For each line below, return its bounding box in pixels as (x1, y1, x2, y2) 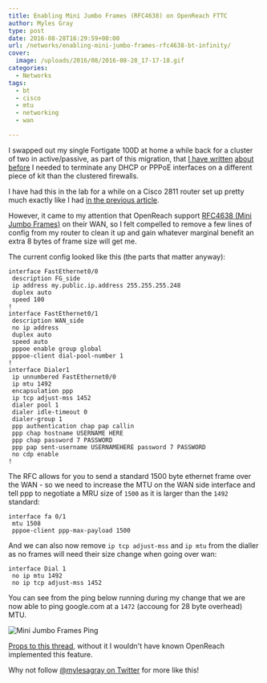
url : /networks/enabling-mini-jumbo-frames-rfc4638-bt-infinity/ (8, 42, 231, 50)
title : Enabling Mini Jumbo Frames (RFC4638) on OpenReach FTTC (8, 11, 228, 20)
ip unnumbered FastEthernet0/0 (11, 373, 116, 381)
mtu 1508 (11, 519, 42, 527)
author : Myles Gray (8, 19, 74, 27)
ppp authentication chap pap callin (11, 422, 135, 430)
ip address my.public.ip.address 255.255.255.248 (11, 281, 181, 289)
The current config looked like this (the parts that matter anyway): (8, 252, 226, 261)
